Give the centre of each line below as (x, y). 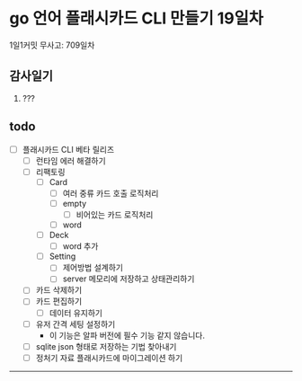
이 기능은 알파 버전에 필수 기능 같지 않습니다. (127, 335)
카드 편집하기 (59, 301)
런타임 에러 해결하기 (71, 160)
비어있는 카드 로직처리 (115, 214)
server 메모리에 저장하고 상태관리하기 (129, 279)
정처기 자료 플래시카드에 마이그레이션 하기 (109, 358)
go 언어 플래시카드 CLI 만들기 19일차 (136, 18)
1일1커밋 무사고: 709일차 (52, 45)
